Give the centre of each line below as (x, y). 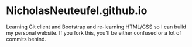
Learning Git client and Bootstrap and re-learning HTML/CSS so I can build (96, 27)
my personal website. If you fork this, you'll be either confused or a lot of (94, 32)
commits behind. (26, 39)
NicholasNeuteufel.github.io (77, 11)
